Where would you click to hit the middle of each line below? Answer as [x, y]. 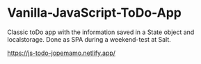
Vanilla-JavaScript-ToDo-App [95, 13]
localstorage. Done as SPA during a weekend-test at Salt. [89, 39]
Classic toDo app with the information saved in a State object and [101, 32]
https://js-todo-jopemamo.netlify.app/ [62, 53]
